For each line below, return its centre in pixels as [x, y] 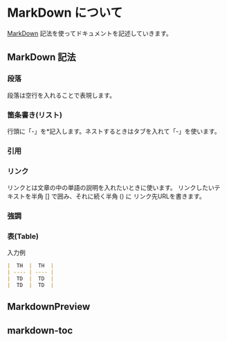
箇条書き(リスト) [35, 115]
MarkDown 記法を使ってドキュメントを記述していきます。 [90, 33]
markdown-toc [40, 330]
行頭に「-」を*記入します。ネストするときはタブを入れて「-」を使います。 [114, 131]
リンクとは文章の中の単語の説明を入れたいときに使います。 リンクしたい [111, 188]
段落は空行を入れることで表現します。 [62, 95]
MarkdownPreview [49, 307]
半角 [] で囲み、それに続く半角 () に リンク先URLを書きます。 [118, 196]
